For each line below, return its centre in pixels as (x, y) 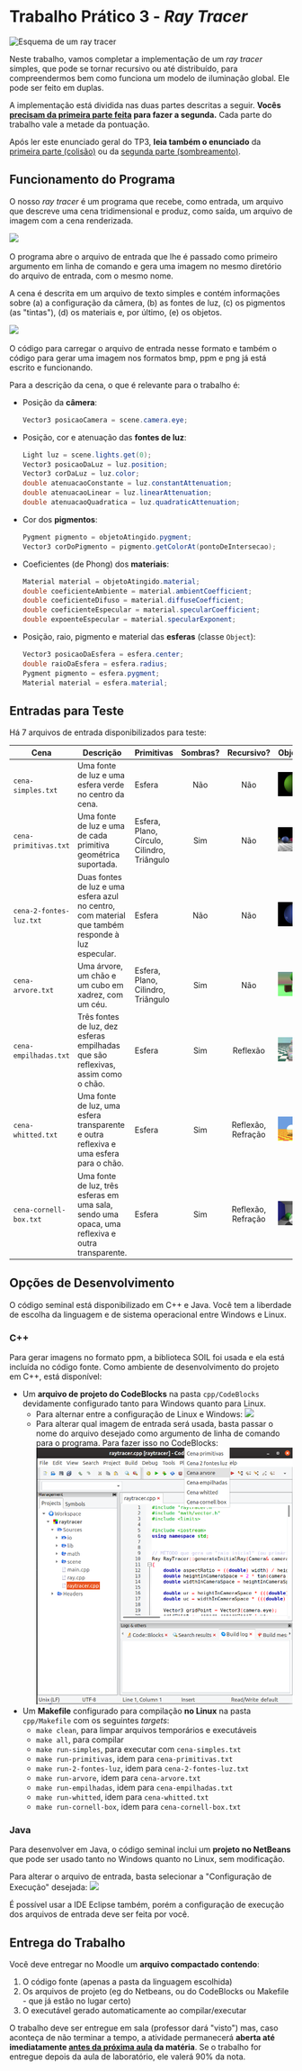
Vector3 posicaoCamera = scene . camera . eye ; (105, 420)
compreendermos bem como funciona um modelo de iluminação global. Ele (150, 77)
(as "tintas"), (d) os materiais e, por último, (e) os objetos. (116, 312)
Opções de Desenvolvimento (92, 1283)
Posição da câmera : (59, 402)
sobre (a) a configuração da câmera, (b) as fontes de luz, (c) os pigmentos (147, 303)
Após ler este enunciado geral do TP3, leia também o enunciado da (135, 141)
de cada (93, 836)
